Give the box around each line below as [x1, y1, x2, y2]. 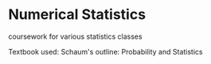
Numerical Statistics [8, 6, 146, 24]
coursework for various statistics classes [8, 32, 143, 41]
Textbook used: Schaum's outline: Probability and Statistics [8, 47, 203, 56]
